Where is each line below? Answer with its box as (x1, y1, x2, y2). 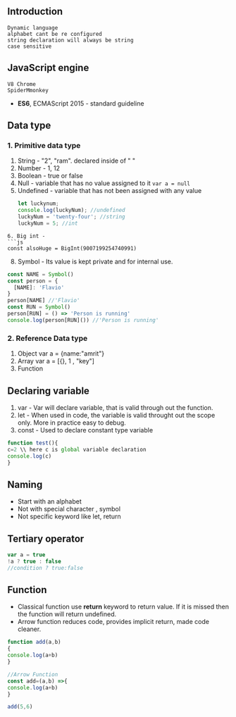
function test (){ (7, 439, 58, 447)
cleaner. (17, 625, 42, 633)
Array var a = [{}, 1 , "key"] (17, 357, 95, 366)
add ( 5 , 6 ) (7, 704, 33, 711)
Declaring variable (7, 385, 90, 397)
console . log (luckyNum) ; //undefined (17, 207, 125, 214)
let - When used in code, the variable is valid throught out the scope (17, 411, 216, 419)
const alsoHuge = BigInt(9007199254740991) (7, 244, 137, 252)
